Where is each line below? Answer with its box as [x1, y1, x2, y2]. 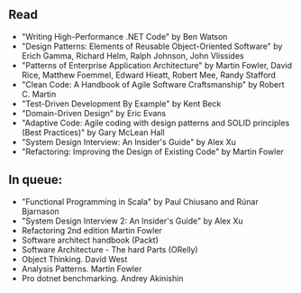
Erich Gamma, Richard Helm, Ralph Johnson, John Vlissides [21, 50, 244, 61]
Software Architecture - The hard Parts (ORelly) [21, 243, 199, 255]
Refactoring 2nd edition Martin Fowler [21, 224, 163, 235]
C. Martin [21, 88, 57, 99]
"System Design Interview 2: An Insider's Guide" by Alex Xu [21, 215, 244, 226]
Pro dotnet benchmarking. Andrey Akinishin [21, 272, 184, 283]
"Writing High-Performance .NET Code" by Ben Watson [21, 31, 228, 41]
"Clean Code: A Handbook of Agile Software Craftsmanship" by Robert [21, 78, 285, 89]
